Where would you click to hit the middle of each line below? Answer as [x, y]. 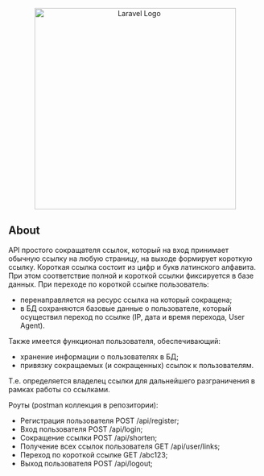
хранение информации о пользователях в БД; [99, 356]
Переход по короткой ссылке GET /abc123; [94, 454]
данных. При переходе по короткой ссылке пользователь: [109, 284]
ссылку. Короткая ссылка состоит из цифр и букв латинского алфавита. [132, 267]
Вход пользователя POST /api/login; [81, 429]
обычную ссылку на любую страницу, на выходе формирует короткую [130, 259]
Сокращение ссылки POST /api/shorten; [89, 437]
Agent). [33, 325]
